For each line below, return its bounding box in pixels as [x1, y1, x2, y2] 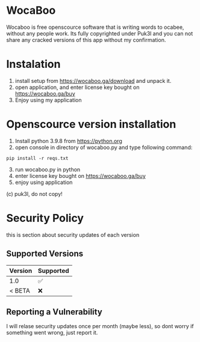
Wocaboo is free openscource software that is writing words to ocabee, [6, 23, 184, 31]
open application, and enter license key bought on [14, 84, 140, 91]
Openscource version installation [6, 118, 177, 131]
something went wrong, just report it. [6, 329, 98, 337]
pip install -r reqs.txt [6, 155, 69, 161]
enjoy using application [14, 179, 73, 186]
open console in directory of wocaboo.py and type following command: [14, 144, 193, 151]
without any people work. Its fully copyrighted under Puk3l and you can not [6, 29, 193, 37]
